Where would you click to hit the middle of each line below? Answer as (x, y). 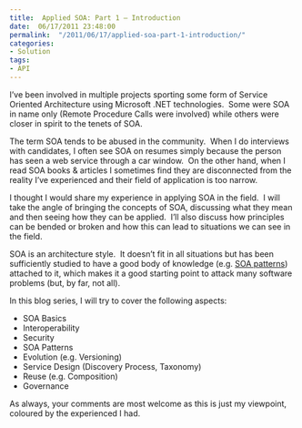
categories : (32, 43)
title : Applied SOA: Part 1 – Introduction (95, 18)
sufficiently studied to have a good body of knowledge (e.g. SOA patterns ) (149, 263)
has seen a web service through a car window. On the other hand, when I (148, 160)
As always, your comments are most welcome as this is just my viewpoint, (148, 403)
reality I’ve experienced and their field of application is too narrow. (133, 179)
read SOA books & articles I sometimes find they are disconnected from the (151, 170)
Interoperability (51, 328)
